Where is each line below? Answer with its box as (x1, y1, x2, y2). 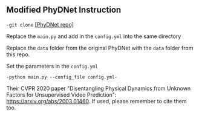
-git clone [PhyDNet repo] (6, 21, 74, 28)
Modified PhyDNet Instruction (6, 5, 122, 15)
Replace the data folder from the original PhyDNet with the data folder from (6, 44, 194, 51)
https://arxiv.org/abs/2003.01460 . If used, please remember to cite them (6, 97, 187, 105)
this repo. (6, 51, 30, 58)
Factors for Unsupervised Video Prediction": (6, 91, 117, 98)
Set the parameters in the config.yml (6, 62, 99, 69)
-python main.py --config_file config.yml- (6, 74, 118, 80)
